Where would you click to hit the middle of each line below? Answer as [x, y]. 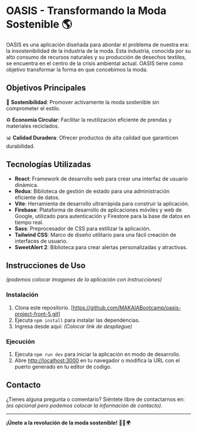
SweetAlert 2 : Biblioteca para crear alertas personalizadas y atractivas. [101, 247]
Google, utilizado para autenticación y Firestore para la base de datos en [102, 216]
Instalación [22, 295]
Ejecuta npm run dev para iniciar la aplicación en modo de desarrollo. [97, 354]
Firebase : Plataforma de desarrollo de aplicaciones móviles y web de [98, 210]
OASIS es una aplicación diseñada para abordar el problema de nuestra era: [98, 45]
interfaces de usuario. [41, 241]
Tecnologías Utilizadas [49, 164]
